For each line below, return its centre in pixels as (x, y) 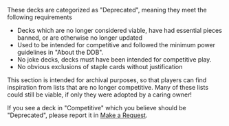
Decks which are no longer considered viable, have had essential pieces (119, 30)
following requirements (40, 17)
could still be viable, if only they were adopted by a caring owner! (100, 94)
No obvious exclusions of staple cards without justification (100, 67)
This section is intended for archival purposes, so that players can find (107, 80)
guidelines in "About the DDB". (60, 52)
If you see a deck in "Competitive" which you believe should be (97, 108)
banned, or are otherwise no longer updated (80, 38)
